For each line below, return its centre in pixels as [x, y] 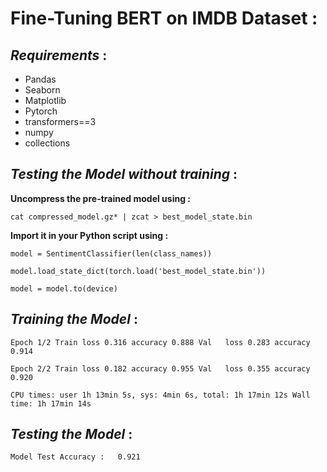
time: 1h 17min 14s [51, 403]
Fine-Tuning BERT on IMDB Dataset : [164, 18]
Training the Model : [74, 319]
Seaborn [42, 90]
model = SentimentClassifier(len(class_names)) [111, 253]
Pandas [40, 79]
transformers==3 [60, 121]
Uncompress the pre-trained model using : [100, 198]
